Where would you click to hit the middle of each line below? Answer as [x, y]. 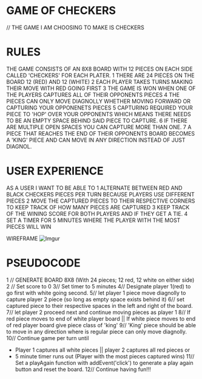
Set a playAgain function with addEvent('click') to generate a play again [104, 363]
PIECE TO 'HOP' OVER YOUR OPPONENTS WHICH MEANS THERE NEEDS [99, 114]
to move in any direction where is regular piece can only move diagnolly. [96, 332]
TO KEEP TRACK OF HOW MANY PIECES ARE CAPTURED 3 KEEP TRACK [98, 207]
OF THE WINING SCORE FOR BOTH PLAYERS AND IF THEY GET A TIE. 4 [97, 214]
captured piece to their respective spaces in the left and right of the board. [99, 305]
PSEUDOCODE [43, 263]
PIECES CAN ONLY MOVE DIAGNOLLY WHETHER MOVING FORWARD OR [99, 101]
